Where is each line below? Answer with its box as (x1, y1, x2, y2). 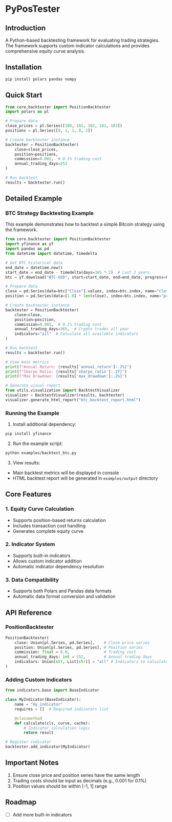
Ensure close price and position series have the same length (12, 772, 140, 778)
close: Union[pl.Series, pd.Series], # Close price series (14, 640, 150, 645)
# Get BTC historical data (5, 260, 63, 265)
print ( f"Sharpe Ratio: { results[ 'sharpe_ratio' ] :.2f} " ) (5, 369, 127, 374)
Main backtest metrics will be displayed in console (12, 470, 119, 476)
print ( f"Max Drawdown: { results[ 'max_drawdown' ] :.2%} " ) (5, 373, 127, 379)
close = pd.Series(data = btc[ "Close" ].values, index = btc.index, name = (5, 289, 157, 294)
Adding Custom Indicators (5, 676, 72, 683)
